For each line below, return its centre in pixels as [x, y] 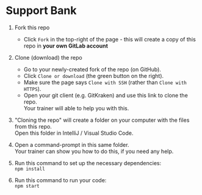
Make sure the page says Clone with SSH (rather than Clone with [105, 82]
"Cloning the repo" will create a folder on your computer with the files [102, 120]
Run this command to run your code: [60, 180]
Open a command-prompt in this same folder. [72, 144]
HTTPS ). [32, 88]
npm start [27, 186]
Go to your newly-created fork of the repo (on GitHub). [92, 69]
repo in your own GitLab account [66, 46]
